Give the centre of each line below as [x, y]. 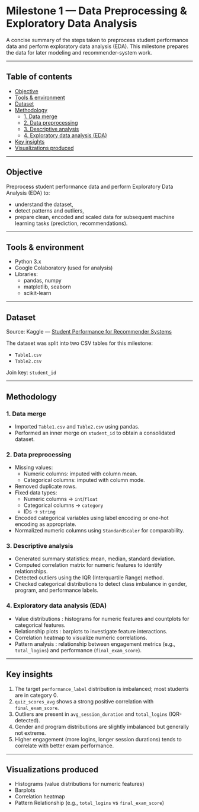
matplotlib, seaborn [47, 287]
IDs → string [40, 512]
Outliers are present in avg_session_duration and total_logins [91, 714]
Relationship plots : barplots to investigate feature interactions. [91, 631]
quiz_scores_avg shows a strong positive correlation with [84, 701]
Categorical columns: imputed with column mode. [84, 480]
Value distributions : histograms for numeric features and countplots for [102, 618]
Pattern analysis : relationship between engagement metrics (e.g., [95, 644]
